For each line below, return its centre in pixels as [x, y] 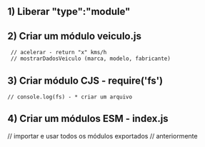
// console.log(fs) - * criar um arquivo [70, 97]
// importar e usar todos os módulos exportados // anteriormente [102, 136]
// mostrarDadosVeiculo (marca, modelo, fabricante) [91, 59]
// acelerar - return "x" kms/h [59, 53]
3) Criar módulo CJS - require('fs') [85, 80]
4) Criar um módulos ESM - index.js [88, 119]
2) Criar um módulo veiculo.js [74, 36]
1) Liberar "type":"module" [69, 12]
